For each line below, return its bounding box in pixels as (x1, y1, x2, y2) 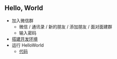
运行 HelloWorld (11, 42, 44, 48)
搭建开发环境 (11, 36, 38, 42)
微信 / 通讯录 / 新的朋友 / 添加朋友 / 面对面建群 (19, 24, 113, 29)
